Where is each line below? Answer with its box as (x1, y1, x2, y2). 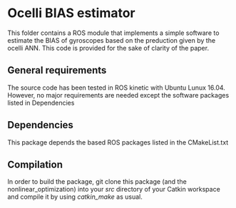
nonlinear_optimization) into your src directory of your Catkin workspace (7, 185, 221, 194)
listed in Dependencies (7, 98, 75, 107)
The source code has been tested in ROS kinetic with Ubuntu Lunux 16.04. (7, 83, 226, 92)
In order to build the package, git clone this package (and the (7, 177, 187, 186)
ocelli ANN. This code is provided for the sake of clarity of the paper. (7, 43, 209, 52)
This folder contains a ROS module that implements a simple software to (7, 28, 220, 37)
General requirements (7, 64, 107, 76)
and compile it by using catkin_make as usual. (7, 192, 143, 201)
